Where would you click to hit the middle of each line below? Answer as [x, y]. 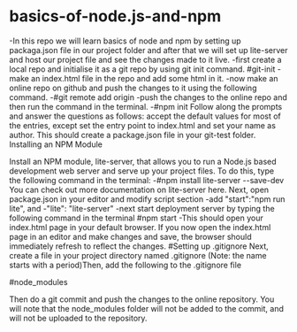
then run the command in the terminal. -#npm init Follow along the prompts [146, 106]
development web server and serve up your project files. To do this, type [142, 171]
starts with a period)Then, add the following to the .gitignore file [125, 265]
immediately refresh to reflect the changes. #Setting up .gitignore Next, [139, 246]
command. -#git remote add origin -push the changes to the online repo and [148, 97]
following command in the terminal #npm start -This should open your [136, 218]
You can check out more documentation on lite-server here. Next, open [139, 189]
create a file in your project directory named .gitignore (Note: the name [138, 255]
